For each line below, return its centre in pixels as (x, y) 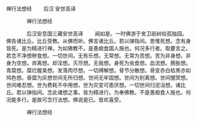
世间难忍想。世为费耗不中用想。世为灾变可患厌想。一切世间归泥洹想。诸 (93, 85)
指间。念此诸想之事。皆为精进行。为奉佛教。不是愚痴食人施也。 (108, 92)
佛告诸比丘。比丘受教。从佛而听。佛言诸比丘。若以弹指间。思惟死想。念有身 (98, 41)
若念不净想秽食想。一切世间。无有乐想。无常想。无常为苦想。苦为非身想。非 (98, 56)
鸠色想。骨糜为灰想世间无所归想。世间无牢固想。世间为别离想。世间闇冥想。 (98, 78)
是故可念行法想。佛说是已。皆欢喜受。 (78, 100)
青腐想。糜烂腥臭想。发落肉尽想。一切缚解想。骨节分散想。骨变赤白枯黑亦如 (98, 70)
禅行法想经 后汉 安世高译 (41, 9)
